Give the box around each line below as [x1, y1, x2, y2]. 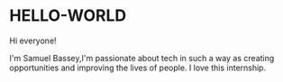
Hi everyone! [9, 35, 57, 46]
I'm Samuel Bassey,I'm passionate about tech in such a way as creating [9, 52, 275, 63]
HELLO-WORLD [9, 5, 127, 26]
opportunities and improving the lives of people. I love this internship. [9, 62, 267, 73]
